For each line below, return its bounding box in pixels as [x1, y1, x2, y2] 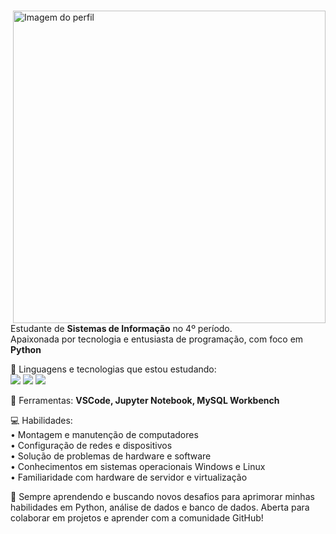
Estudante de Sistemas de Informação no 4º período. [10, 323, 233, 334]
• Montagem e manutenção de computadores [10, 429, 199, 440]
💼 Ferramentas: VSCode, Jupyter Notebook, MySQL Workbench [10, 395, 280, 406]
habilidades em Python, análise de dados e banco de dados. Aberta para [10, 501, 310, 513]
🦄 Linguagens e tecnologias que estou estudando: [10, 363, 217, 375]
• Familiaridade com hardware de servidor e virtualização [10, 471, 248, 483]
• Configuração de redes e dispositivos [10, 440, 173, 451]
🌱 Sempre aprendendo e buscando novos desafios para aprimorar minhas [10, 491, 315, 502]
